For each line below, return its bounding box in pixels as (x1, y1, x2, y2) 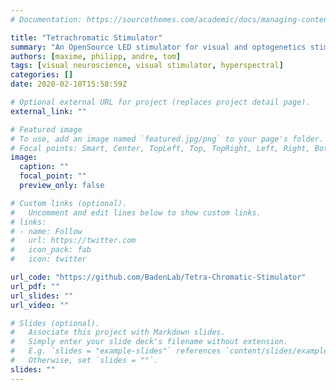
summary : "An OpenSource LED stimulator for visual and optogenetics (10, 42, 307, 52)
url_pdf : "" (10, 281, 60, 291)
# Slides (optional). (10, 318, 101, 328)
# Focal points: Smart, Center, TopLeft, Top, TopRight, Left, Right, (10, 143, 311, 153)
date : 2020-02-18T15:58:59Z (10, 79, 128, 90)
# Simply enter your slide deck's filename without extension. (10, 337, 288, 347)
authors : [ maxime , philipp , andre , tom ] (10, 51, 182, 61)
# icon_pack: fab (10, 245, 92, 255)
